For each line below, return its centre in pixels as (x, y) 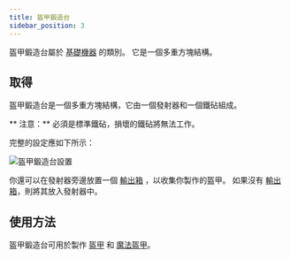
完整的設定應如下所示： (52, 143)
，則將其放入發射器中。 (60, 192)
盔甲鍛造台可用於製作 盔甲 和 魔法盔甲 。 (82, 245)
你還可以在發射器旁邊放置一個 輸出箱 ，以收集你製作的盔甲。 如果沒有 (136, 180)
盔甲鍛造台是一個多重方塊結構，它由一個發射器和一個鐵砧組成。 (125, 105)
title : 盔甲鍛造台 (40, 17)
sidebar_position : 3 (47, 26)
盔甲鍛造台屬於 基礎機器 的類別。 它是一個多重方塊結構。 (113, 52)
